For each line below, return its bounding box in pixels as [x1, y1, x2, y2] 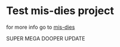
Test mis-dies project [6, 4, 115, 18]
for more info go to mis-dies [6, 23, 75, 31]
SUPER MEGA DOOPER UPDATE [6, 35, 85, 42]
